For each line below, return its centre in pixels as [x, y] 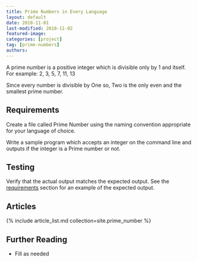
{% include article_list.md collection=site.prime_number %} [79, 221]
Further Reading [37, 239]
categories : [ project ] [34, 39]
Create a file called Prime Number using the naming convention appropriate [99, 124]
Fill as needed [32, 254]
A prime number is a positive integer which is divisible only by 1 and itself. [96, 67]
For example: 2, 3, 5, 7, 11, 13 [41, 73]
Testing [20, 167]
